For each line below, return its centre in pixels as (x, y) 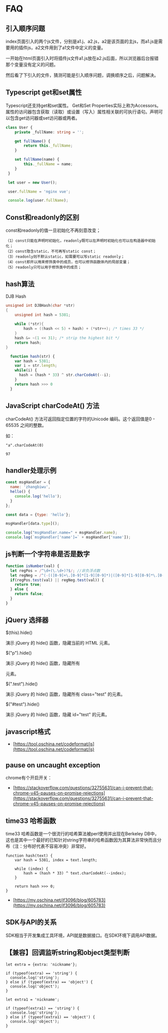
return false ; (29, 594)
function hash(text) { (29, 856)
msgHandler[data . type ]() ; (32, 524)
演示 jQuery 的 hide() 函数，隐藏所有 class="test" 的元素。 (66, 694)
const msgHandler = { (28, 482)
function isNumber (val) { (32, 566)
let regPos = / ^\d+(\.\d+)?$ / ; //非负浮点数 (55, 571)
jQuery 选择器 (27, 620)
